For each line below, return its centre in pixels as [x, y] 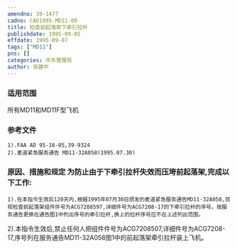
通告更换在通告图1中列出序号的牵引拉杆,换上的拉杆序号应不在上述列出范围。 [108, 214]
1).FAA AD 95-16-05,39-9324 [49, 145]
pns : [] [19, 54]
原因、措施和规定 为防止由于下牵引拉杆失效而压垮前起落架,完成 [115, 172]
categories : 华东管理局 [40, 60]
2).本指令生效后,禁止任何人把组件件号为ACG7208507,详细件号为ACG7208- [116, 228]
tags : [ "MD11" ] [30, 47]
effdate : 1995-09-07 [38, 41]
